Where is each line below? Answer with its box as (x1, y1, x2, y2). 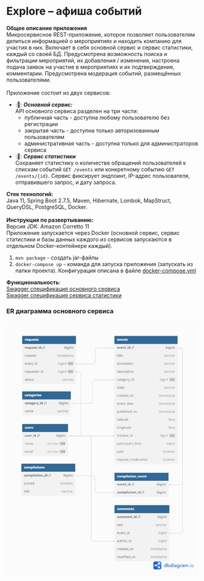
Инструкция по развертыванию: (6, 216, 94, 224)
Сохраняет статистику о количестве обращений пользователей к (15, 159, 186, 166)
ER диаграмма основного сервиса (6, 306, 114, 315)
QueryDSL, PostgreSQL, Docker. (6, 203, 88, 211)
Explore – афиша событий (6, 4, 142, 18)
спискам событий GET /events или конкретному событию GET (15, 166, 175, 173)
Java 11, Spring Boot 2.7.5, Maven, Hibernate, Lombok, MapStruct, (6, 197, 172, 204)
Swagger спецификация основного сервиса (6, 285, 121, 292)
